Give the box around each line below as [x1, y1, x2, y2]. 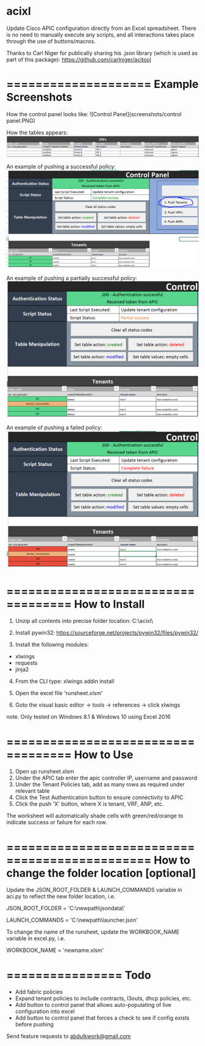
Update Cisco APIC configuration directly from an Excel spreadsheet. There [6, 24, 196, 32]
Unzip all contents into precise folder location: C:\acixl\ [15, 617, 154, 625]
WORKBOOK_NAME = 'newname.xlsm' [6, 946, 104, 954]
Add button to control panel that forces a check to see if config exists [15, 1014, 190, 1022]
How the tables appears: [6, 128, 68, 136]
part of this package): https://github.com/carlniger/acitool [6, 56, 151, 63]
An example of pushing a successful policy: [6, 163, 116, 170]
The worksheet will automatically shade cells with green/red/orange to [6, 812, 184, 820]
